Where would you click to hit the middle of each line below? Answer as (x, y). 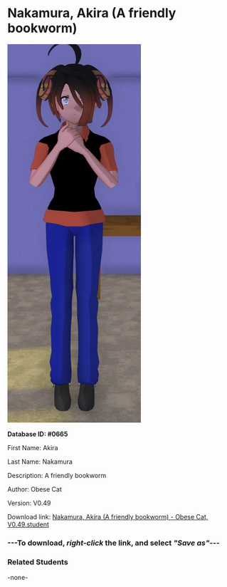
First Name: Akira (33, 447)
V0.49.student (28, 524)
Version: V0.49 (29, 503)
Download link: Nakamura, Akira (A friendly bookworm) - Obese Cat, (108, 516)
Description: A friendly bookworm (57, 475)
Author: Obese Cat (35, 489)
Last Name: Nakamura (40, 462)
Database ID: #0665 (38, 434)
